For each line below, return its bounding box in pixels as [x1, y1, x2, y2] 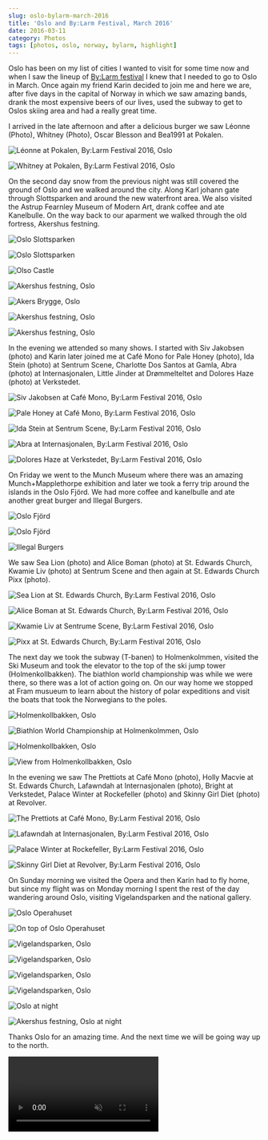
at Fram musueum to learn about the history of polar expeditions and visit [8, 686, 250, 696]
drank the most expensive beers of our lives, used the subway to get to [8, 98, 242, 107]
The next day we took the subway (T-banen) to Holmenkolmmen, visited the [8, 652, 258, 662]
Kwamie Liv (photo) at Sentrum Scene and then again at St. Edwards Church [8, 566, 260, 576]
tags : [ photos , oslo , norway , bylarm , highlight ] [8, 42, 178, 50]
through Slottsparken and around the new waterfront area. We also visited [8, 194, 253, 203]
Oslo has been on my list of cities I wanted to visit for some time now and [8, 63, 250, 73]
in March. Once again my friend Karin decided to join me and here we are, [8, 81, 252, 90]
